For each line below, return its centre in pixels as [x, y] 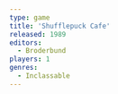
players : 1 [30, 59]
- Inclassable [44, 76]
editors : [26, 43]
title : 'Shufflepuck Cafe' [60, 26]
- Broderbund [42, 51]
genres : [24, 68]
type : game [30, 17]
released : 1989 [38, 34]
